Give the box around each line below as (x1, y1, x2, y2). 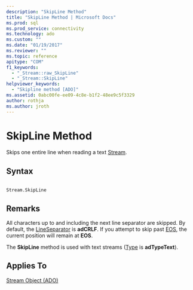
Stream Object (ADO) (6, 276, 59, 284)
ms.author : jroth (6, 103, 50, 109)
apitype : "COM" (6, 59, 44, 65)
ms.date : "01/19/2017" (6, 42, 63, 48)
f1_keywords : (6, 64, 39, 71)
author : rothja (6, 97, 44, 103)
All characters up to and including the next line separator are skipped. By (6, 219, 186, 227)
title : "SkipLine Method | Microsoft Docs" (6, 14, 117, 20)
